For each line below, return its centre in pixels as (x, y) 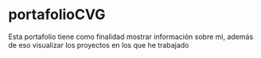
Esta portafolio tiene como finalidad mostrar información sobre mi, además (131, 37)
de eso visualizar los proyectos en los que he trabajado (99, 44)
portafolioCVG (57, 15)
